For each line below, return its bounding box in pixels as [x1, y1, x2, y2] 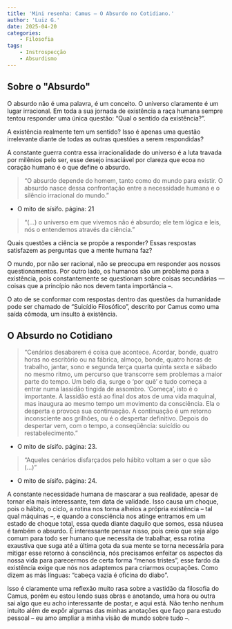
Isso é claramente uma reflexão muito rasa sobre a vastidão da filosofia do [7, 585, 220, 593]
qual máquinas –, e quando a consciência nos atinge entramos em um [7, 512, 206, 520]
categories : [7, 29, 41, 37]
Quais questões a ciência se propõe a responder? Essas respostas [7, 238, 197, 247]
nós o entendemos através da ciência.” [23, 225, 135, 233]
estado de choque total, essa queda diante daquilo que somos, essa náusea [7, 520, 224, 528]
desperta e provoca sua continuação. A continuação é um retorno [23, 407, 212, 416]
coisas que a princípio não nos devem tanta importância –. [7, 281, 173, 290]
